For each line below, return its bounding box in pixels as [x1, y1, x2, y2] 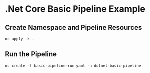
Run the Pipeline [5, 50, 57, 58]
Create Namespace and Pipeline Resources [5, 23, 142, 32]
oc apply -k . [5, 36, 35, 41]
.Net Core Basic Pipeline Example [5, 3, 146, 15]
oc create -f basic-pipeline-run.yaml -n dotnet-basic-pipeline [5, 63, 141, 68]
